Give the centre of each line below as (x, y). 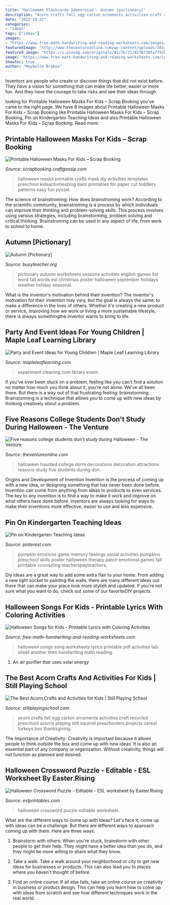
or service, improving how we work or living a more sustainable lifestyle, (80, 311)
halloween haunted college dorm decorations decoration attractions (88, 464)
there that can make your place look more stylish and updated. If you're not (84, 586)
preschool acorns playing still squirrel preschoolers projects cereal (87, 723)
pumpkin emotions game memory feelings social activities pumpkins (89, 554)
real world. (24, 898)
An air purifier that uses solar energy (51, 662)
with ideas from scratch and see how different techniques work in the (85, 892)
